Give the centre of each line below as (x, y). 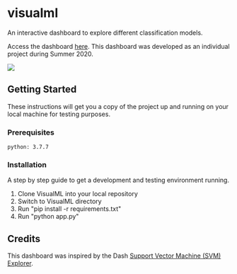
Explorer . (21, 263)
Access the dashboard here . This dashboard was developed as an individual (118, 46)
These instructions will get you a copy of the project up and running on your (118, 106)
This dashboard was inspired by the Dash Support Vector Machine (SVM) (114, 256)
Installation (27, 164)
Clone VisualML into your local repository (77, 194)
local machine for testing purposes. (59, 114)
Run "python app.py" (48, 217)
